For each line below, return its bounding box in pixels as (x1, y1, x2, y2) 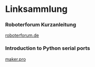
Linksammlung (5, 3, 68, 15)
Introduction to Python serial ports (5, 45, 91, 52)
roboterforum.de (5, 32, 39, 38)
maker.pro (5, 56, 26, 62)
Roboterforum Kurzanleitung (5, 21, 76, 28)
